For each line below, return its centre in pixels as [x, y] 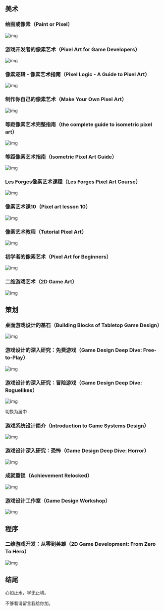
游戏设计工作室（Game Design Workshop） [58, 500]
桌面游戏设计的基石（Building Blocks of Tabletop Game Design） [84, 325]
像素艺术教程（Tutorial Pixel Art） [46, 232]
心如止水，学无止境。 [27, 593]
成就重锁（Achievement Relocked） [49, 476]
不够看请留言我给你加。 [29, 603]
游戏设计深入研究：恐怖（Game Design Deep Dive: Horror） [77, 451]
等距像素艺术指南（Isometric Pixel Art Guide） [61, 157]
